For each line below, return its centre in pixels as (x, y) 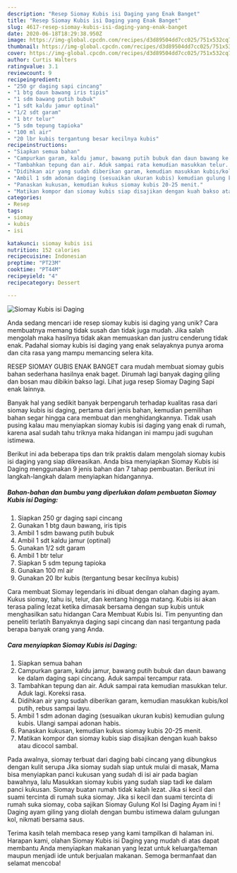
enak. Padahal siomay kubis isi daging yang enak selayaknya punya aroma (116, 345)
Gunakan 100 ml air (45, 570)
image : (17, 40)
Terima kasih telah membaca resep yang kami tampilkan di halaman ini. (111, 833)
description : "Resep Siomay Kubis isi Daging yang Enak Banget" (104, 14)
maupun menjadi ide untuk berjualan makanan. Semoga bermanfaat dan (112, 855)
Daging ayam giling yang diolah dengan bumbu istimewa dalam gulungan (114, 812)
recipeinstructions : (38, 145)
